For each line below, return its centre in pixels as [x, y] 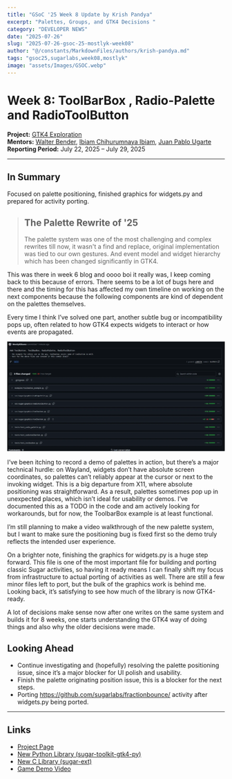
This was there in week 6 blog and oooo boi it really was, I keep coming [109, 275]
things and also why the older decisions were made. [81, 627]
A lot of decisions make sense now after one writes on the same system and [116, 612]
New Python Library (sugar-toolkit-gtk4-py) [79, 754]
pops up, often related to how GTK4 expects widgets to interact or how [108, 325]
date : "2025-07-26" [35, 37]
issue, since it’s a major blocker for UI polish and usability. [99, 672]
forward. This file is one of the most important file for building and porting [112, 562]
